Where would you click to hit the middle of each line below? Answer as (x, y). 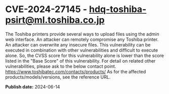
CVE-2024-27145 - (46, 9)
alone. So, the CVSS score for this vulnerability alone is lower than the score (85, 55)
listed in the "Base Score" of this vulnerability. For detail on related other (80, 61)
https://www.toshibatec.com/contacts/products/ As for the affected (76, 71)
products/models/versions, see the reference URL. (58, 77)
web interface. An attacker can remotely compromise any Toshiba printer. (82, 39)
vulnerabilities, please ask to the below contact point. (61, 66)
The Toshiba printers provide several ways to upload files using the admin (82, 34)
